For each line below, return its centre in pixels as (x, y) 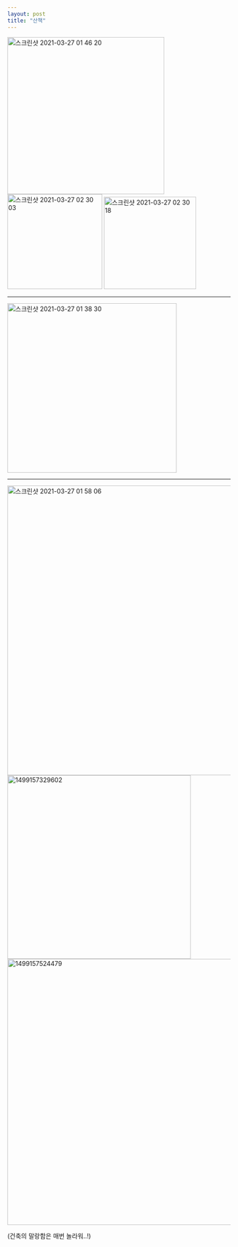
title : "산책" (27, 21)
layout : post (27, 14)
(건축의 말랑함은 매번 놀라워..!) (49, 1236)
